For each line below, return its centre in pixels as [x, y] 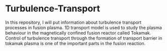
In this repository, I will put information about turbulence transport [73, 22]
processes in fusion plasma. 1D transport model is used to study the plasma [83, 27]
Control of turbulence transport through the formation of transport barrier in [84, 38]
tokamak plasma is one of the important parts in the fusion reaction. [75, 43]
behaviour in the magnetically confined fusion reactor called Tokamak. [78, 33]
